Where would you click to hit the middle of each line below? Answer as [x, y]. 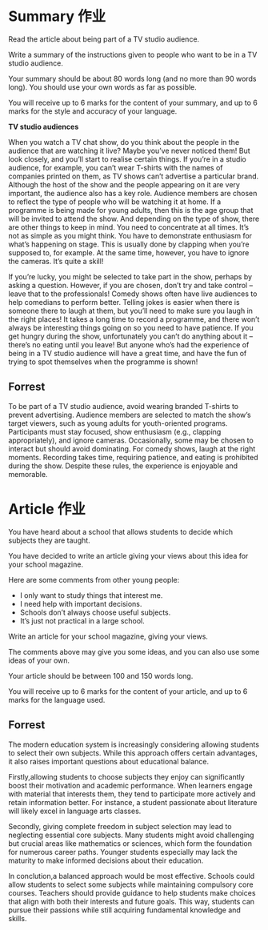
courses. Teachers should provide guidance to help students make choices [132, 892]
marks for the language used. [57, 700]
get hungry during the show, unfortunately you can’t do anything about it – [131, 336]
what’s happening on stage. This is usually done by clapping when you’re [129, 244]
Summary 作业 [57, 16]
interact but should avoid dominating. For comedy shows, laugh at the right [132, 448]
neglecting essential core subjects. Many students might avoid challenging [131, 835]
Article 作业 [47, 509]
